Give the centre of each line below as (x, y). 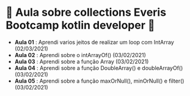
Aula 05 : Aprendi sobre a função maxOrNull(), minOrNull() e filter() (99, 81)
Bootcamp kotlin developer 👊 (80, 25)
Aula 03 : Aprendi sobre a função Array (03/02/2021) (82, 61)
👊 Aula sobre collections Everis (86, 12)
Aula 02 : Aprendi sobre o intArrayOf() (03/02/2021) (80, 55)
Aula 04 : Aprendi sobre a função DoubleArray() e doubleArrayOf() (99, 68)
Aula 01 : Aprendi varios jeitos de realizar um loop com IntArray (94, 42)
